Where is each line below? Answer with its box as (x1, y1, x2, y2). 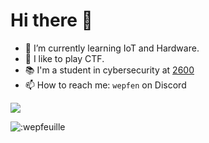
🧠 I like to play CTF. (24, 52, 105, 64)
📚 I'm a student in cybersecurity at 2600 (24, 64, 195, 76)
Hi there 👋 (10, 9, 93, 32)
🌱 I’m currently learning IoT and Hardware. (24, 42, 200, 54)
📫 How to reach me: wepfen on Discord (24, 79, 187, 91)
